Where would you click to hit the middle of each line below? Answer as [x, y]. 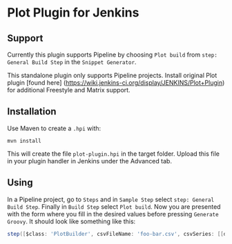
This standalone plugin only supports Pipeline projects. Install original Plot [112, 75]
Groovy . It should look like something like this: [71, 221]
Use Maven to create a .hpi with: [54, 128]
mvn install [24, 141]
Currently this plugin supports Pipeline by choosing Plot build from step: [112, 54]
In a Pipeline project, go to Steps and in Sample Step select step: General [111, 199]
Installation [32, 112]
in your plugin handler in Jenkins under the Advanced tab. [90, 161]
